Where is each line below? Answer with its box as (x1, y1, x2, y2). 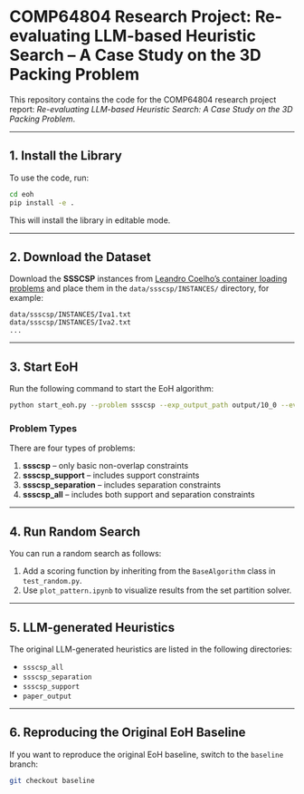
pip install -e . (9, 198, 75, 208)
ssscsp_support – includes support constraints (22, 470, 200, 481)
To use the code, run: (9, 172, 89, 183)
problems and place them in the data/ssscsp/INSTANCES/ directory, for (9, 283, 270, 294)
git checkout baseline (9, 776, 95, 785)
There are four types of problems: (9, 442, 136, 454)
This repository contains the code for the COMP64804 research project (9, 93, 277, 105)
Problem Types (9, 421, 78, 434)
